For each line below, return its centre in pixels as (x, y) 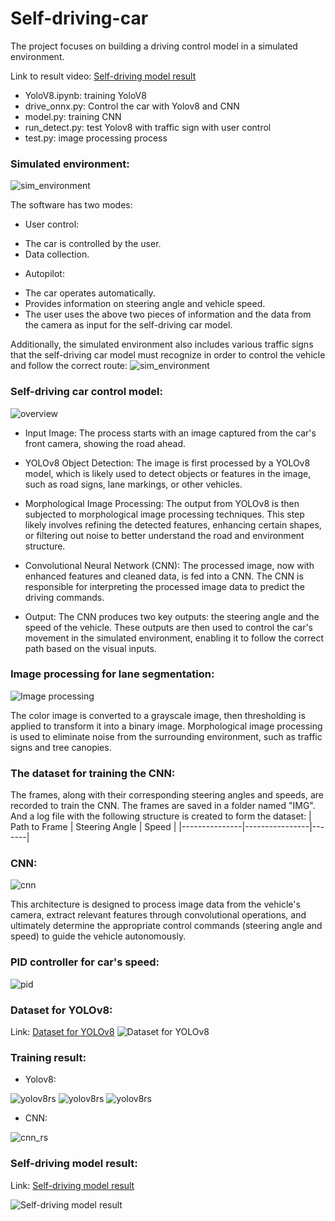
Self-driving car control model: (87, 392)
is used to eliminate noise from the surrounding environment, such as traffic (166, 736)
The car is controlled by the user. (93, 244)
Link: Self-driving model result (72, 1185)
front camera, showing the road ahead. (105, 443)
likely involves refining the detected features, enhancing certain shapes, (173, 524)
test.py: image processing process (96, 138)
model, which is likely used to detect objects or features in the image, (168, 473)
